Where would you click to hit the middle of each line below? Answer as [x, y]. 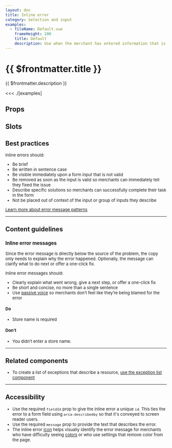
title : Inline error [27, 15]
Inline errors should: [25, 155]
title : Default [31, 39]
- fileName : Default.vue [36, 29]
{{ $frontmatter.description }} [36, 83]
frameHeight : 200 [33, 34]
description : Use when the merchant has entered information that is [90, 44]
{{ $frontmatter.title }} [53, 69]
